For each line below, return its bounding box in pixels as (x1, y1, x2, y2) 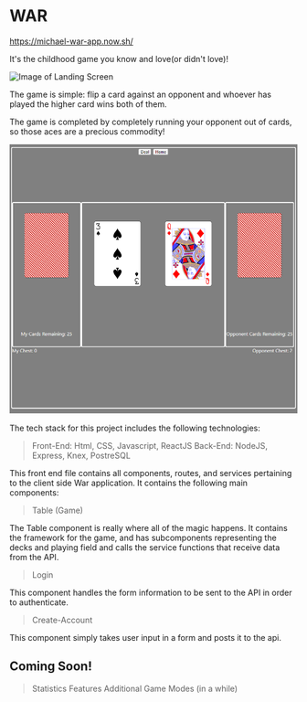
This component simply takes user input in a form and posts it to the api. (9, 632, 281, 643)
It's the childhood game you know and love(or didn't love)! (9, 53, 228, 64)
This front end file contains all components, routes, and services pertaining (9, 467, 292, 478)
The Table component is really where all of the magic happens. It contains (9, 522, 288, 533)
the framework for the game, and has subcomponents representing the (9, 532, 277, 543)
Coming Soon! (9, 659, 93, 675)
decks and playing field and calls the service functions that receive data (9, 541, 281, 553)
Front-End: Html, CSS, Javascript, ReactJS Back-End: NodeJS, (31, 440, 268, 451)
